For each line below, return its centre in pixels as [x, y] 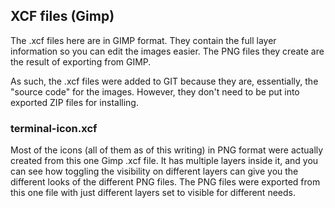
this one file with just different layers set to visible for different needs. [153, 193]
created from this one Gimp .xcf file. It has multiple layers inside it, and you [164, 161]
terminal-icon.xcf [54, 128]
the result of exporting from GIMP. [81, 61]
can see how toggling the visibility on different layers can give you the [154, 171]
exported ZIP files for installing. [74, 102]
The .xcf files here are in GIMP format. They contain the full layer [143, 40]
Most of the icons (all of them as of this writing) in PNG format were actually [167, 150]
